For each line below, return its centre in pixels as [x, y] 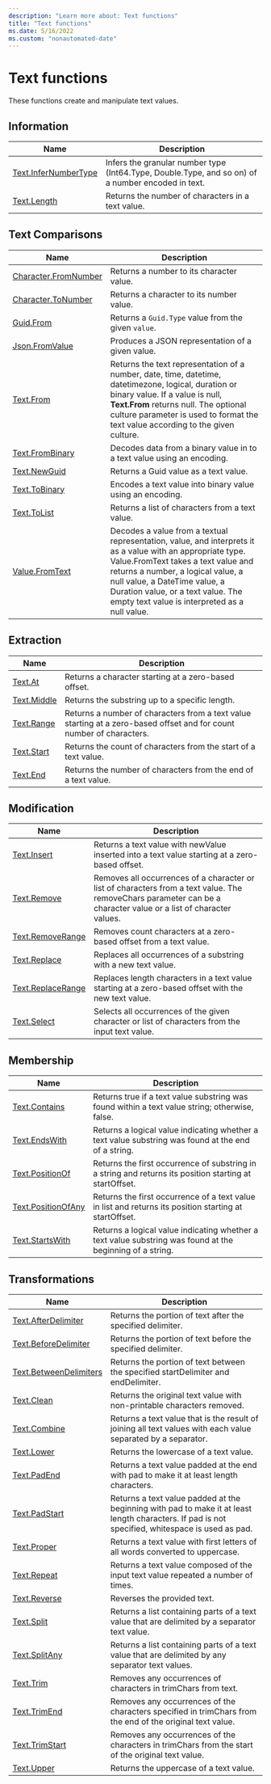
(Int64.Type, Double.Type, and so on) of [181, 173]
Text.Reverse [37, 1599]
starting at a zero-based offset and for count [150, 723]
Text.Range [34, 723]
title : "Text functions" [50, 23]
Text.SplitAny [38, 1655]
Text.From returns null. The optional [178, 404]
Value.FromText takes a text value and [182, 561]
